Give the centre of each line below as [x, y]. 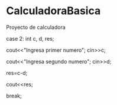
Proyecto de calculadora [36, 27]
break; [14, 96]
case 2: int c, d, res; [30, 38]
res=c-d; [17, 73]
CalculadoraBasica [53, 11]
